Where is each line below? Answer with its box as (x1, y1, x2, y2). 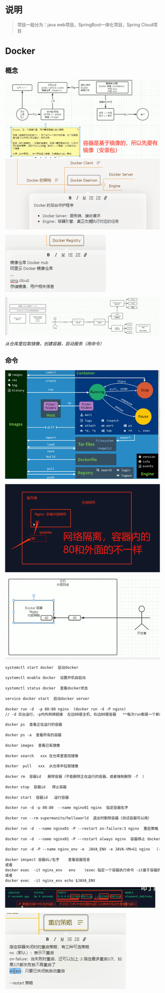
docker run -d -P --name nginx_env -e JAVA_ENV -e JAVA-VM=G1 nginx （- (5, 847, 161, 852)
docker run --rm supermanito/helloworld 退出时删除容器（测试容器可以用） (5, 816, 152, 821)
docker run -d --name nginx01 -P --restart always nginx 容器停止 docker (5, 836, 161, 841)
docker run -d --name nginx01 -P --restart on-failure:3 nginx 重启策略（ (5, 826, 162, 831)
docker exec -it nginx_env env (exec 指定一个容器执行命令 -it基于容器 (5, 867, 158, 872)
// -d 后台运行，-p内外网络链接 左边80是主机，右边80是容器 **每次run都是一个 (5, 712, 156, 717)
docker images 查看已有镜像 (5, 743, 60, 748)
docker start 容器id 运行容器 (5, 795, 69, 800)
